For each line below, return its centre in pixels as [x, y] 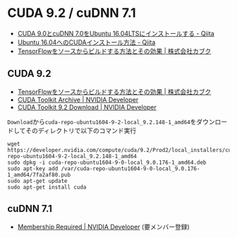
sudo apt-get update [38, 181]
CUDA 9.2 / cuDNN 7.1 [72, 13]
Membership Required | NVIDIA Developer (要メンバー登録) [104, 227]
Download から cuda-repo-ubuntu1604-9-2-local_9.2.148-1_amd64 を [102, 121]
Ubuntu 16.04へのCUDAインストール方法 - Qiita [86, 42]
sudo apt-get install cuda [47, 187]
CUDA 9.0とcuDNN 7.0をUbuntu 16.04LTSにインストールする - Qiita [116, 33]
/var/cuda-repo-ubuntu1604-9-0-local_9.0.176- [130, 168]
